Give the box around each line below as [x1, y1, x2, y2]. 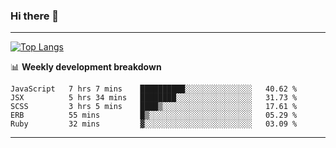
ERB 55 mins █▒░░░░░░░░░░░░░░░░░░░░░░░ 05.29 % [10, 110, 298, 121]
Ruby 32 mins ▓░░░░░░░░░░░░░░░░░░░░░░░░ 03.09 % [10, 119, 298, 129]
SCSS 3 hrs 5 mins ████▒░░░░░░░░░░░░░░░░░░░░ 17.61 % [10, 102, 298, 112]
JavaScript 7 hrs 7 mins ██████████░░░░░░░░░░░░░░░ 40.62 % [10, 84, 298, 94]
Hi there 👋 [10, 9, 60, 23]
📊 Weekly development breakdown [10, 61, 162, 73]
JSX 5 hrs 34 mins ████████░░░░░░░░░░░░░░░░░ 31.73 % [10, 93, 298, 103]
